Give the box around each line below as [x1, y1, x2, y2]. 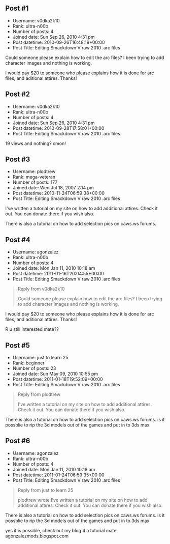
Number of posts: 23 [12, 365, 56, 371]
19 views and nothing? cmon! [5, 140, 66, 147]
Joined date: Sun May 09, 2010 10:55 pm [12, 371, 98, 377]
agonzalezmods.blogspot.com [5, 533, 69, 539]
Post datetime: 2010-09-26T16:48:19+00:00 [12, 39, 105, 45]
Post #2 [5, 90, 30, 99]
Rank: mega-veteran [12, 174, 56, 180]
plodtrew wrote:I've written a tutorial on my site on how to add [17, 497, 148, 503]
